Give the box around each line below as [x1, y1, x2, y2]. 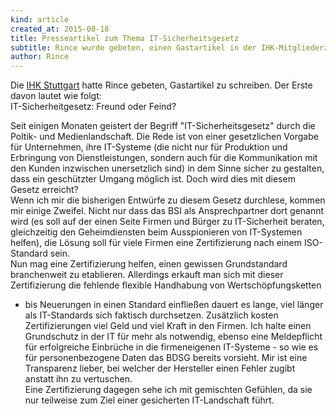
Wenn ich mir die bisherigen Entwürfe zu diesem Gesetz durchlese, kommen [10, 194, 326, 206]
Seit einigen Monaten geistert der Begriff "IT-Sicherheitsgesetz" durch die [10, 120, 316, 132]
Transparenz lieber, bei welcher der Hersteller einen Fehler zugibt [24, 362, 296, 375]
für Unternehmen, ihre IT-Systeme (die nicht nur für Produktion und [10, 141, 288, 153]
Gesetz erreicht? [10, 184, 79, 196]
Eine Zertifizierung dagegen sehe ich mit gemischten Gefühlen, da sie [24, 384, 313, 396]
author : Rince [10, 52, 70, 62]
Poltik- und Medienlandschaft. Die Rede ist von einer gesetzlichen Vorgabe [10, 131, 319, 143]
